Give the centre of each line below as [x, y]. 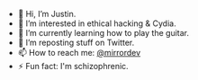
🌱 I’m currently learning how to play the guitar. [103, 33]
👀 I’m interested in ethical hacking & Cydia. [97, 23]
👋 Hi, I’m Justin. [47, 14]
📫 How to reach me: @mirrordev [79, 53]
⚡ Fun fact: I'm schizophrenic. [73, 66]
